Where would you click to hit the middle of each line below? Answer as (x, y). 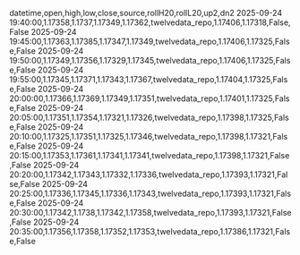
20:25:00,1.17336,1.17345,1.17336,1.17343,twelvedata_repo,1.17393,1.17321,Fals (150, 193)
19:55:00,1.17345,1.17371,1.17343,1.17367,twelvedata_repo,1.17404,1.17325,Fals (149, 79)
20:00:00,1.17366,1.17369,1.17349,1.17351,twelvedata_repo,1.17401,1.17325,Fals (150, 98)
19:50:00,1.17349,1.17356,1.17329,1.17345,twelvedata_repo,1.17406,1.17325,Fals (150, 60)
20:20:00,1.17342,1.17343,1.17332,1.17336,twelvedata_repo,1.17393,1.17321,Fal (149, 174)
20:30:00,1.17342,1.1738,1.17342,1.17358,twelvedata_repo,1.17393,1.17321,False (150, 212)
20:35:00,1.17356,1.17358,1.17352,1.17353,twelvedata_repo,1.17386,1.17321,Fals (150, 231)
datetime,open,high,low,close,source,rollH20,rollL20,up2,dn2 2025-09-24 (146, 13)
